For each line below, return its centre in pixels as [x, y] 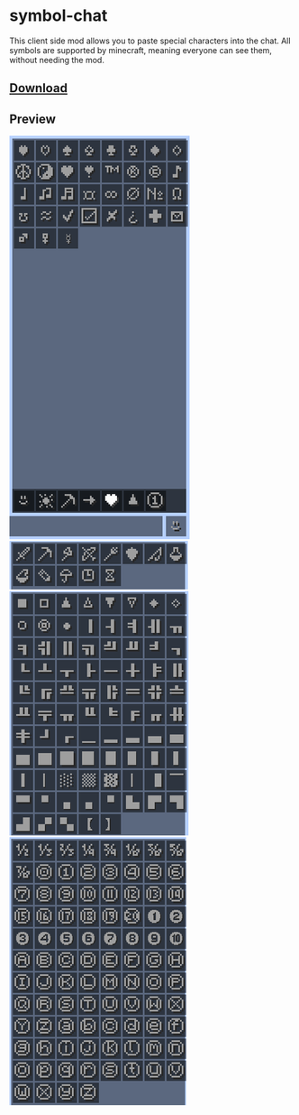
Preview [33, 119]
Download [38, 88]
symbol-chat [59, 16]
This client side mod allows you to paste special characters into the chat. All [150, 41]
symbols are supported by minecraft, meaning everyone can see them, [141, 50]
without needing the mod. [57, 60]
